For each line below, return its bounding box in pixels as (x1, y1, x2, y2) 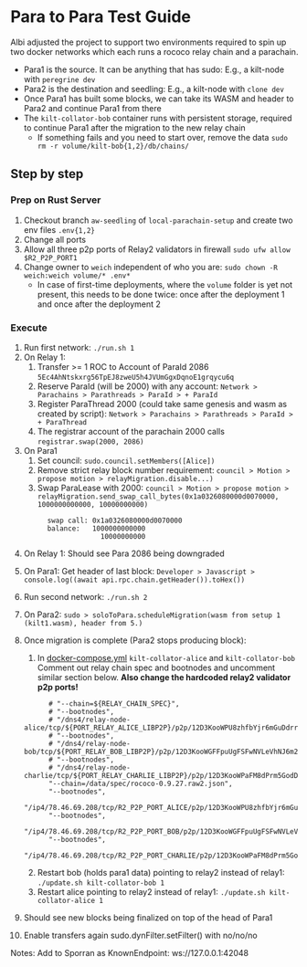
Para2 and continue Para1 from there (23, 102, 163, 113)
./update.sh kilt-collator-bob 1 (37, 878, 165, 888)
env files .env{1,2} (23, 224, 95, 235)
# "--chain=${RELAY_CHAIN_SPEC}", (48, 699, 180, 709)
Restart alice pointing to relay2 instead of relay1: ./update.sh (37, 886, 266, 897)
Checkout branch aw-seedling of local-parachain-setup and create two (23, 215, 293, 226)
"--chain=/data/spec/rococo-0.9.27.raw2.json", (48, 779, 233, 788)
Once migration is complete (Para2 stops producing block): (23, 635, 247, 646)
